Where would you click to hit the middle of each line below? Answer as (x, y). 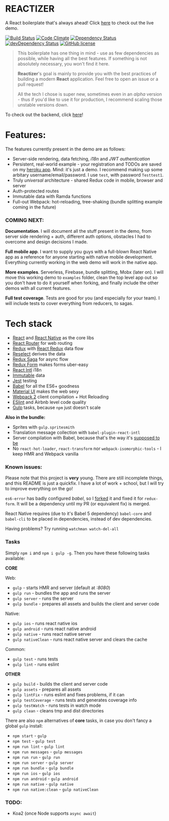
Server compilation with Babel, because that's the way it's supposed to (86, 438)
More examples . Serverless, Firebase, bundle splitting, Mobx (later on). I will (84, 272)
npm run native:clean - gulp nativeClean (55, 789)
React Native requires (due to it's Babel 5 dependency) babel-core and (78, 514)
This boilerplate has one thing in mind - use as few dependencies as (88, 53)
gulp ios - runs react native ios (45, 623)
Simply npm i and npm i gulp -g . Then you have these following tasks (77, 553)
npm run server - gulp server (43, 762)
